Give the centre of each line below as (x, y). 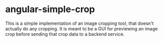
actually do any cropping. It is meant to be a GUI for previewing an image (81, 28)
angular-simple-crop (50, 9)
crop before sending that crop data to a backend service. (65, 34)
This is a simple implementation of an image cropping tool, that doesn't (79, 23)
